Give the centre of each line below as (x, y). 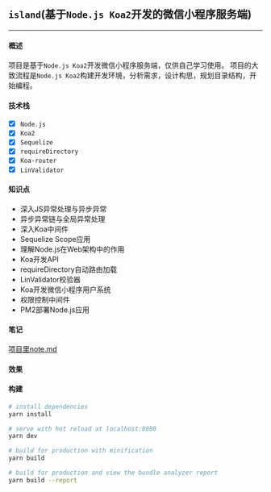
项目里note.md (33, 349)
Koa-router (38, 161)
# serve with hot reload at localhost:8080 (83, 429)
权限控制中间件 (45, 299)
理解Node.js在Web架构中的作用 (72, 249)
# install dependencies (48, 407)
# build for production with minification (81, 451)
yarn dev (23, 436)
